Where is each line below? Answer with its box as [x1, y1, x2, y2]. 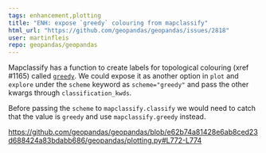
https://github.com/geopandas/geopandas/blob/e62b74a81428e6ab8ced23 [8, 128, 259, 137]
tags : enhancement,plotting [8, 11, 102, 20]
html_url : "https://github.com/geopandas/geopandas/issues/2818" [8, 26, 229, 34]
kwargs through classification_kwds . [8, 88, 132, 98]
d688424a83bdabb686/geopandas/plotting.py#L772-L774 [8, 136, 202, 145]
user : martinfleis [8, 33, 69, 42]
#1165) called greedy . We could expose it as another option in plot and [8, 71, 239, 81]
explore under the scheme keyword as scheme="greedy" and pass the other [8, 80, 249, 90]
